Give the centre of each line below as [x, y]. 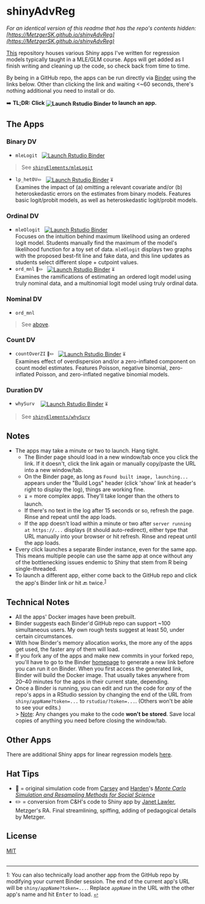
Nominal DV [24, 299]
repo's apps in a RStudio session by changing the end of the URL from [103, 695]
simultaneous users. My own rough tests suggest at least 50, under [100, 630]
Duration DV [25, 390]
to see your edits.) [38, 708]
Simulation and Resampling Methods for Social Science [85, 795]
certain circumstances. [44, 636]
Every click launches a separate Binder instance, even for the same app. [106, 549]
